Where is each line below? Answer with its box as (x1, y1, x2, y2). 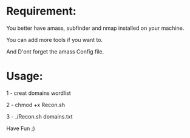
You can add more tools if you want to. (6, 36, 103, 43)
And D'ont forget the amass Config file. (6, 47, 104, 55)
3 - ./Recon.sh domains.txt (6, 112, 73, 120)
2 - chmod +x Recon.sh (6, 101, 66, 108)
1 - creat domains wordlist (6, 89, 71, 97)
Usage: (6, 69, 44, 83)
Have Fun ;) (6, 125, 35, 132)
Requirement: (6, 4, 77, 18)
